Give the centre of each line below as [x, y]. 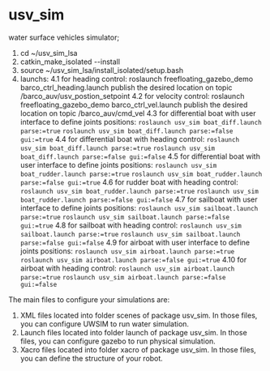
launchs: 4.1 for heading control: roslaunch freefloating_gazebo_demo [137, 79]
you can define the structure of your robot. [92, 358]
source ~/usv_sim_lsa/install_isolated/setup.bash [102, 70]
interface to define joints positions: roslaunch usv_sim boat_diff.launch [141, 122]
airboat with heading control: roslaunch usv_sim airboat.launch [127, 268]
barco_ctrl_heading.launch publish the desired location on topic [126, 87]
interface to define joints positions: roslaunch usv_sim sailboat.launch [139, 207]
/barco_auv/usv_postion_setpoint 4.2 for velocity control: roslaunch [132, 96]
